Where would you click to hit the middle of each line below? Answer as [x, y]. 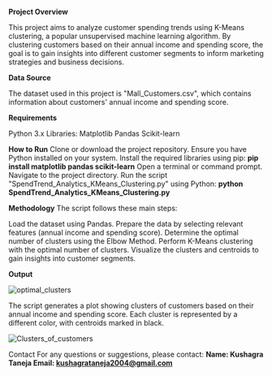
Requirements [33, 118]
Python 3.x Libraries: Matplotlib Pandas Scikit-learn [94, 134]
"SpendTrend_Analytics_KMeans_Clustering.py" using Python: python [126, 184]
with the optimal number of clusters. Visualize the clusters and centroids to [134, 250]
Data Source [30, 78]
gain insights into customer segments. [72, 258]
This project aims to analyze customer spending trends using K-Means [127, 27]
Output [21, 274]
